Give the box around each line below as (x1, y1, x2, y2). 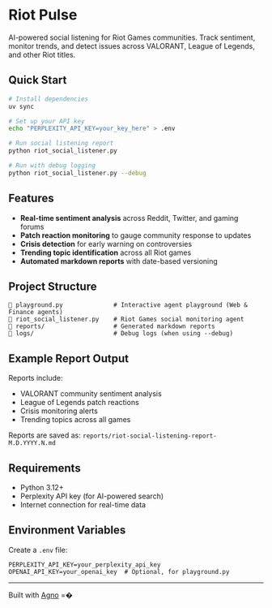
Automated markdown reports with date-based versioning (19, 256, 219, 265)
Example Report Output (8, 351, 130, 365)
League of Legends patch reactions (19, 398, 139, 407)
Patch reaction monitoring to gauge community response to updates (19, 230, 252, 240)
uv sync (8, 102, 35, 110)
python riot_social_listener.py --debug (8, 169, 147, 177)
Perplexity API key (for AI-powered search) (19, 491, 164, 501)
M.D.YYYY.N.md (8, 439, 57, 447)
